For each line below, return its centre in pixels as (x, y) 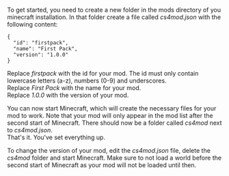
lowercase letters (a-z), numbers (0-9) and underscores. (87, 80)
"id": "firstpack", (41, 43)
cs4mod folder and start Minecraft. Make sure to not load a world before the (114, 158)
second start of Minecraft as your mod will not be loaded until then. (102, 165)
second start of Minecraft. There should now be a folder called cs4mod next (114, 123)
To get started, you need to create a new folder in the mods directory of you (114, 10)
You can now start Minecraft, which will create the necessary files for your (112, 108)
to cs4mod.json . (30, 130)
